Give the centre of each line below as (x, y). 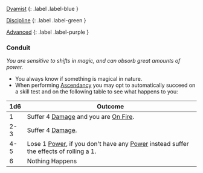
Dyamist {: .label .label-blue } (42, 9)
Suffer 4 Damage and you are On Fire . (81, 117)
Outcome (110, 107)
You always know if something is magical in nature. (79, 79)
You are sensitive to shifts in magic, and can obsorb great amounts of (93, 61)
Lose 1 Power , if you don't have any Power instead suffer (108, 144)
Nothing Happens (52, 161)
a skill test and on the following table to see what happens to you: (96, 92)
